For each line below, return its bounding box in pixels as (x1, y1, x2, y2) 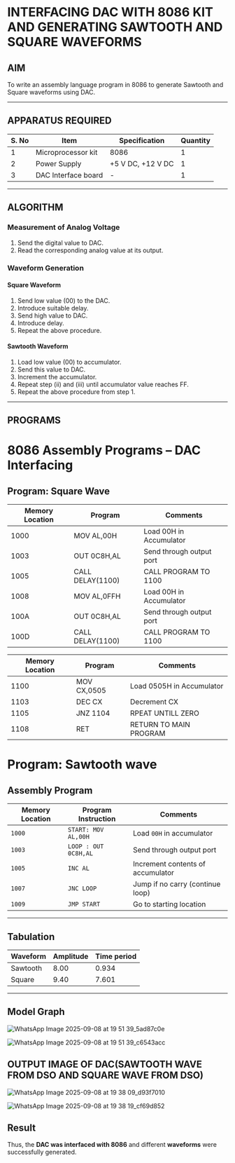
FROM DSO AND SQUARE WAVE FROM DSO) (7, 1070, 204, 1082)
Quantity (180, 135, 211, 145)
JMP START (67, 900, 101, 909)
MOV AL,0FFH (73, 592, 121, 601)
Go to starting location (132, 899, 206, 909)
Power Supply (36, 158, 82, 168)
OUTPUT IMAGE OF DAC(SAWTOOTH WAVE (7, 1059, 203, 1070)
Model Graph (7, 1006, 65, 1018)
